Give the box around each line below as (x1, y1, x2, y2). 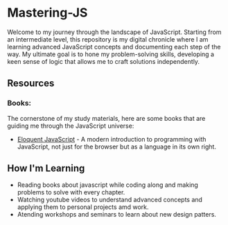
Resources (7, 78, 55, 90)
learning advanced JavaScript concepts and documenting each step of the (7, 42, 221, 51)
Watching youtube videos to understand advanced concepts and (17, 196, 203, 204)
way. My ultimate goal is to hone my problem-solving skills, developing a (7, 50, 215, 58)
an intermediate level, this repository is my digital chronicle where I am (7, 35, 209, 43)
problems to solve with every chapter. (17, 188, 125, 197)
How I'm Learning (7, 162, 85, 174)
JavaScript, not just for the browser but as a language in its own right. (17, 142, 217, 151)
